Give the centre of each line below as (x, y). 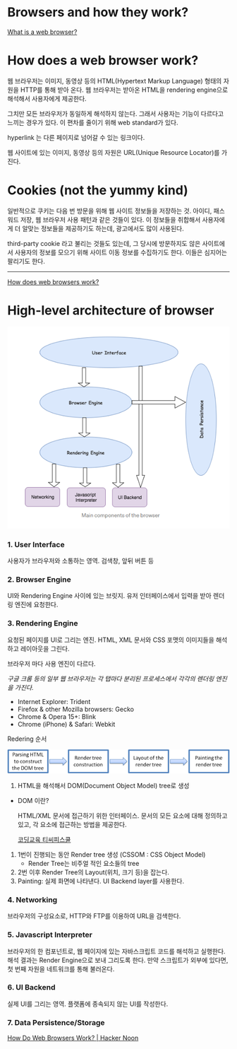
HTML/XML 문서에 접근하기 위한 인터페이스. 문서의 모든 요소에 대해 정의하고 (122, 815)
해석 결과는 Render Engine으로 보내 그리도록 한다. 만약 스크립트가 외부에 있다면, (118, 960)
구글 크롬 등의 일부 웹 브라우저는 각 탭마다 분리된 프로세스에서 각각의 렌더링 (111, 679)
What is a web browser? (42, 32)
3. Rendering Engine (43, 623)
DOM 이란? (33, 800)
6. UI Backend (31, 988)
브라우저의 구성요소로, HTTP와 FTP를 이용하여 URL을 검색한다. (94, 916)
